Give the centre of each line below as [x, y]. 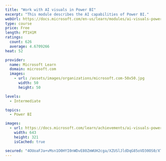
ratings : [14, 38]
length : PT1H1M [21, 33]
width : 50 [28, 83]
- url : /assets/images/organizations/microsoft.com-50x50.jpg [79, 79]
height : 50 [29, 87]
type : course [19, 23]
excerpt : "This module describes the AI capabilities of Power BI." [77, 14]
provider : [15, 60]
